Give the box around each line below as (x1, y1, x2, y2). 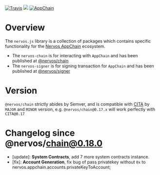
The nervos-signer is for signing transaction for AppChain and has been (12, 63, 154, 69)
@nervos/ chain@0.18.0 (5, 138, 103, 149)
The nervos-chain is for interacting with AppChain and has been (12, 52, 138, 58)
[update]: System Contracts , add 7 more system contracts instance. (12, 154, 150, 159)
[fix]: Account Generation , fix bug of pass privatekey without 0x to (12, 159, 146, 165)
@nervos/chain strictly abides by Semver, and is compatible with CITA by (5, 101, 150, 107)
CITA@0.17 (5, 111, 25, 116)
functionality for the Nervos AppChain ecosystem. (5, 43, 106, 49)
